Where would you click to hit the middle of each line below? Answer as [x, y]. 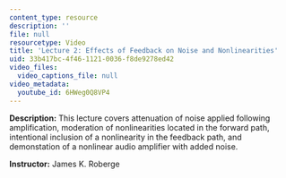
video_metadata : [39, 84]
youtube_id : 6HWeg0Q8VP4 [64, 92]
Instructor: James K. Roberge [65, 164]
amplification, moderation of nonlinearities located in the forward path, [140, 127]
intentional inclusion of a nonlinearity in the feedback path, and [126, 137]
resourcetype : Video [48, 42]
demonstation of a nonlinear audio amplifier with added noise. [124, 146]
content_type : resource [54, 17]
